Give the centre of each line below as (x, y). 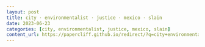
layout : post (23, 12)
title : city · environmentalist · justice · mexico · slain (85, 18)
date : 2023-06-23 (28, 23)
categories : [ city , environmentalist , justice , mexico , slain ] (88, 29)
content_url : (23, 35)
